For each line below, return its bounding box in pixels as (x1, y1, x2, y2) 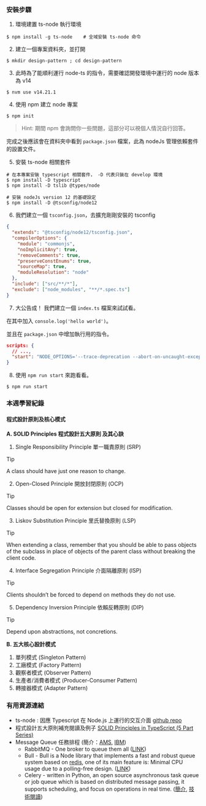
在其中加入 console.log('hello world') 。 (6, 317, 112, 324)
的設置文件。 (6, 146, 39, 153)
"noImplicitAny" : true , (17, 246, 78, 252)
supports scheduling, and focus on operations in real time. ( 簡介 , (24, 785, 188, 792)
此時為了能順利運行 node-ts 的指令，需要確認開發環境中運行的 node (15, 69, 187, 77)
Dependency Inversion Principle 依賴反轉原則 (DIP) (15, 604, 144, 611)
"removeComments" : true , (17, 252, 81, 259)
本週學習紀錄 (6, 399, 45, 408)
